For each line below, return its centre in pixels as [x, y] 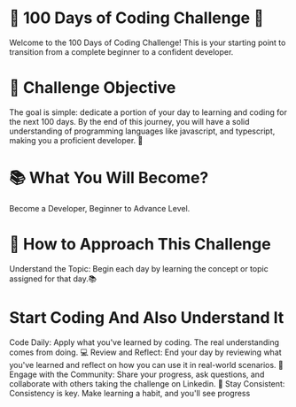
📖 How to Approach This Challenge [140, 244]
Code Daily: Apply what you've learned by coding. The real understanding [144, 342]
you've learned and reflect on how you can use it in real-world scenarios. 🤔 [146, 365]
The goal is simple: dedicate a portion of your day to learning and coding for [148, 112]
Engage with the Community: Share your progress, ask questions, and [137, 374]
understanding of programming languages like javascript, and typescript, [142, 131]
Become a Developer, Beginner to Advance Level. [100, 208]
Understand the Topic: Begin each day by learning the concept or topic [139, 268]
